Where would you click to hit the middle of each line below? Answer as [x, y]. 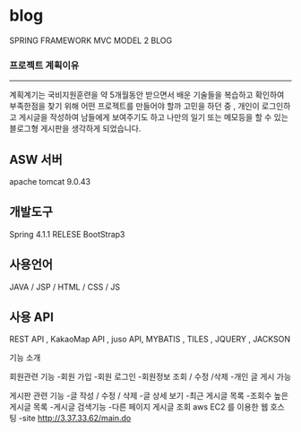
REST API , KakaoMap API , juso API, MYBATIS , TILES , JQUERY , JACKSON [150, 339]
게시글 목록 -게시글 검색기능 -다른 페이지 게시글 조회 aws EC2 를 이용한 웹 [139, 407]
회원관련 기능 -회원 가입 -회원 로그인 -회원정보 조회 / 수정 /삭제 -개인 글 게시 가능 [150, 376]
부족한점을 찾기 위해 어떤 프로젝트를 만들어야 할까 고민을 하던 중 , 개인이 [134, 106]
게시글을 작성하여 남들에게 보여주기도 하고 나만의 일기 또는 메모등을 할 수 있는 [154, 117]
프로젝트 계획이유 [44, 65]
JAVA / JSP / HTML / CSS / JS [65, 287]
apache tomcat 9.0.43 [50, 182]
